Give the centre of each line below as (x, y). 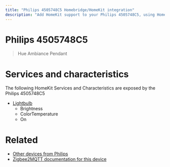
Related (22, 140)
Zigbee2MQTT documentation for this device (59, 159)
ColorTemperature (39, 114)
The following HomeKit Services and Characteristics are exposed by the (80, 88)
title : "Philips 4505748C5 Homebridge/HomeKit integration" (70, 10)
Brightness (31, 109)
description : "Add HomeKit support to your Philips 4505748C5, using (80, 15)
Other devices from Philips (40, 154)
